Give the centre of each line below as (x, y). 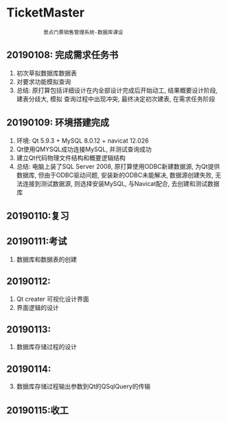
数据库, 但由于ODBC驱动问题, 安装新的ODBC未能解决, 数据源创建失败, (115, 175)
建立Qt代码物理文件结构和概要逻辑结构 (71, 158)
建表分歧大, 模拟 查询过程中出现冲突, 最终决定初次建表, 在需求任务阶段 (116, 98)
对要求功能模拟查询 (44, 81)
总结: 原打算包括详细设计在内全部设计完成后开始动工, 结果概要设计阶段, (117, 90)
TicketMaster (46, 13)
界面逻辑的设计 (37, 307)
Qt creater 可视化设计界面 (53, 299)
